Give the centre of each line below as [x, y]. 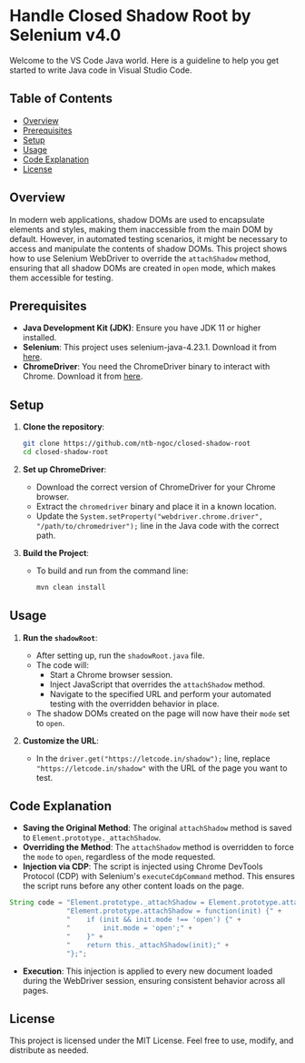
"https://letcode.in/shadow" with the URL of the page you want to [162, 768]
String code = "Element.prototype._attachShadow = [107, 903]
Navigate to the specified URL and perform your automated [161, 693]
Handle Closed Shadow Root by [130, 16]
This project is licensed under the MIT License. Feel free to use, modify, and [152, 1041]
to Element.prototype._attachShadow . [92, 837]
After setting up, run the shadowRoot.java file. [120, 655]
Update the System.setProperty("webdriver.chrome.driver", [149, 516]
